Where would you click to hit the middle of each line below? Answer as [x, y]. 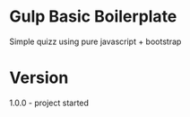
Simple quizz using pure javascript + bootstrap [95, 41]
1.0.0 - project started [49, 103]
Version [39, 78]
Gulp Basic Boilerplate [93, 17]
